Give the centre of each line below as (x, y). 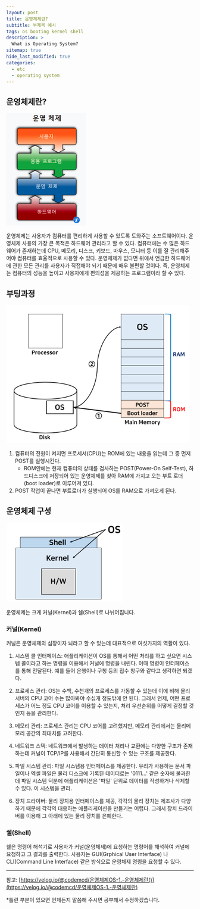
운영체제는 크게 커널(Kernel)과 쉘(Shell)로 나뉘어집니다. (71, 612)
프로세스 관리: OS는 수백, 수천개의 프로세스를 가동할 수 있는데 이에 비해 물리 (102, 691)
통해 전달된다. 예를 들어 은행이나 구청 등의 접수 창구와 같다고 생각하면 (101, 671)
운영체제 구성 (29, 511)
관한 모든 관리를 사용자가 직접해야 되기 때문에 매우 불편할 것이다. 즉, (91, 265)
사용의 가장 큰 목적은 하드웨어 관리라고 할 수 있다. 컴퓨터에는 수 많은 (100, 243)
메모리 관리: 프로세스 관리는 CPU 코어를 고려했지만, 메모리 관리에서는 (95, 726)
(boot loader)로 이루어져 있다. (59, 483)
